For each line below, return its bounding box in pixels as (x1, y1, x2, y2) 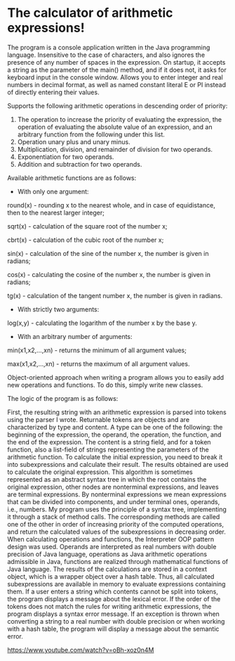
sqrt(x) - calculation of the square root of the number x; (7, 222, 168, 230)
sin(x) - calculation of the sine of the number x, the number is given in (7, 249, 209, 257)
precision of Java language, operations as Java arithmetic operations (7, 550, 208, 558)
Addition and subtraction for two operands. (17, 160, 142, 168)
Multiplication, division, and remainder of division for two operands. (17, 145, 213, 153)
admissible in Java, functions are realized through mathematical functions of (7, 557, 229, 565)
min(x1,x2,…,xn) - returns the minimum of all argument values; (7, 346, 187, 354)
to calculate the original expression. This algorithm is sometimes (7, 468, 193, 476)
